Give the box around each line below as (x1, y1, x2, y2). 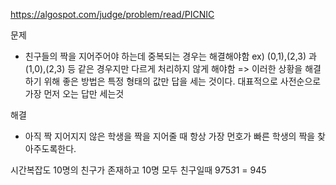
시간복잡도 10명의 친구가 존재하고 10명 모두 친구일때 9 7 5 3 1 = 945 (10, 164, 267, 176)
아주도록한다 (24, 143, 75, 154)
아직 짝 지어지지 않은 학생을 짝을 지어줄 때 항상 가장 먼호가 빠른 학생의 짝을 (24, 130, 316, 142)
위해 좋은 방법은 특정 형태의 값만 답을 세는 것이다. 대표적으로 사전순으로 (43, 75, 322, 87)
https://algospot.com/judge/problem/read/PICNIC (10, 9, 215, 20)
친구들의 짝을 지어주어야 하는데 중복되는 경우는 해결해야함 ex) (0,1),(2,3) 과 (24, 50, 317, 62)
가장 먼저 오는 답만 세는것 (24, 88, 125, 99)
